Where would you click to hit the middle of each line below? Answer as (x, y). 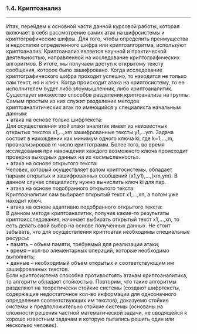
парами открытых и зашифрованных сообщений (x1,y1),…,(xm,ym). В (92, 176)
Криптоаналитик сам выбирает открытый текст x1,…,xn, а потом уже (92, 195)
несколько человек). (32, 325)
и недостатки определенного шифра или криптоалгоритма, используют (96, 45)
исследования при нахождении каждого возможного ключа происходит (97, 151)
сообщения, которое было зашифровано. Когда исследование (84, 70)
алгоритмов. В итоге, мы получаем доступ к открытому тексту (85, 64)
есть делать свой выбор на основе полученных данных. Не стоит (89, 226)
